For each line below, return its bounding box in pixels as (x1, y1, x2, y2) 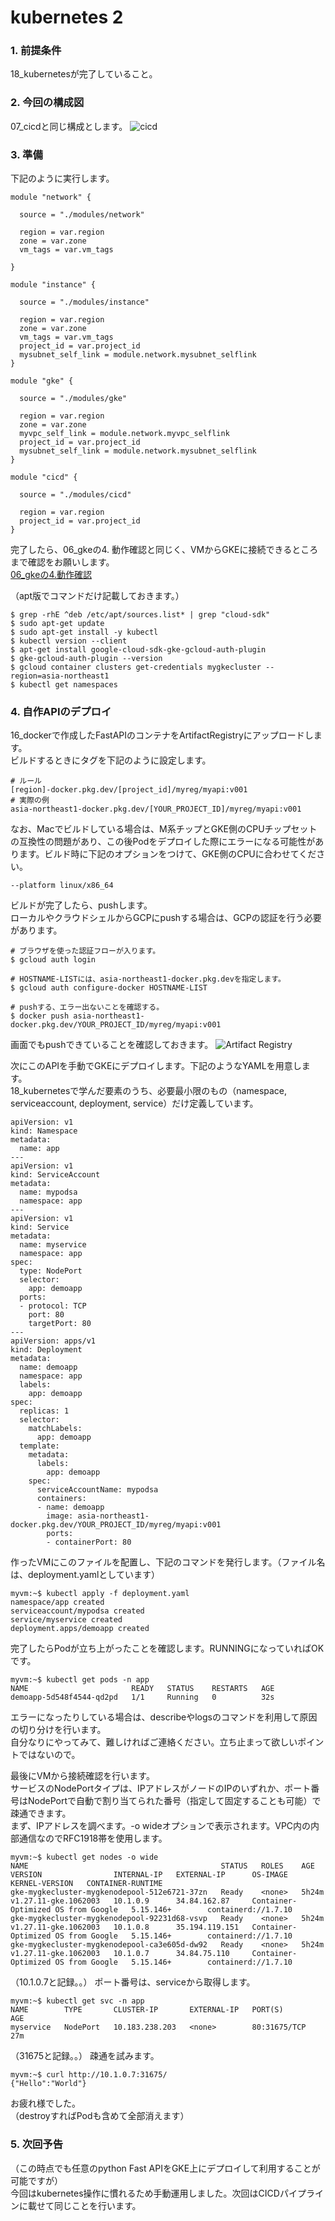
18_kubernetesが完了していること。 (10, 68, 158, 80)
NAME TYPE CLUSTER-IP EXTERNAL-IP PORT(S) (10, 2005, 284, 2015)
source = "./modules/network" (19, 210, 145, 220)
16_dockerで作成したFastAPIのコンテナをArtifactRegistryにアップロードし (10, 729, 314, 741)
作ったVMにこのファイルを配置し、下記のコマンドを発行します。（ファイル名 (10, 1556, 326, 1568)
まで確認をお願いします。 (10, 556, 115, 568)
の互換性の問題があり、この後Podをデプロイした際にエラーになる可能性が (10, 836, 316, 848)
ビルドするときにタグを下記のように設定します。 (10, 754, 212, 766)
